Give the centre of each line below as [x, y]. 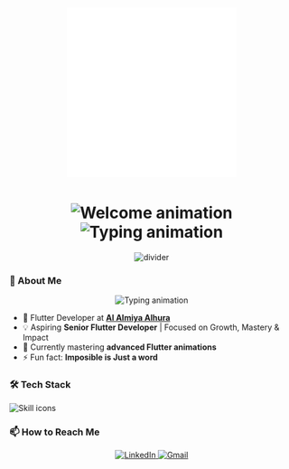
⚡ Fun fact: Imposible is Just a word [90, 357]
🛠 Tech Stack [40, 385]
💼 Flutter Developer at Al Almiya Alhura [96, 318]
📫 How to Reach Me [55, 432]
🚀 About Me [36, 281]
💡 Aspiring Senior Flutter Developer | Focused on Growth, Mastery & [151, 327]
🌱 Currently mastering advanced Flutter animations [119, 347]
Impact [35, 338]
